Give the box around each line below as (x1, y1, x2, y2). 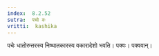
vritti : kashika (7, 23, 57, 29)
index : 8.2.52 (7, 10, 51, 17)
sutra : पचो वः (7, 16, 46, 23)
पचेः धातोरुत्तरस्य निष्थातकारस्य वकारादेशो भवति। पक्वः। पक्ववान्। (7, 42, 153, 50)
